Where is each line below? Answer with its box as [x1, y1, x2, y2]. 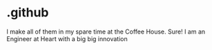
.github [6, 5, 49, 21]
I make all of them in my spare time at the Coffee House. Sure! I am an [6, 27, 206, 36]
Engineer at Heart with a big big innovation [6, 34, 128, 42]
